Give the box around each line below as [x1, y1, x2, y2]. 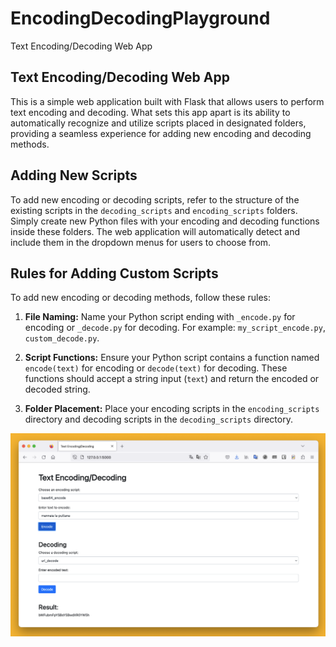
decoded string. [24, 383, 91, 396]
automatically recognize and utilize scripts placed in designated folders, [10, 117, 307, 129]
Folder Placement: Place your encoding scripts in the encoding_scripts [24, 403, 320, 415]
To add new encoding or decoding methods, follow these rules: [10, 292, 271, 304]
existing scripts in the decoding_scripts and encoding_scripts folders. [10, 204, 298, 216]
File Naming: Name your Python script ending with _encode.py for [24, 311, 296, 323]
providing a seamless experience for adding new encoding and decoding [10, 127, 312, 139]
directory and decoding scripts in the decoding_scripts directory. [24, 413, 293, 426]
